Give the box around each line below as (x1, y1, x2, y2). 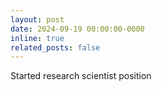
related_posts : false (10, 42, 101, 53)
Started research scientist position (10, 70, 152, 82)
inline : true (10, 33, 65, 43)
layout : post (10, 14, 65, 25)
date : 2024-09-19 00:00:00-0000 (10, 24, 145, 34)
